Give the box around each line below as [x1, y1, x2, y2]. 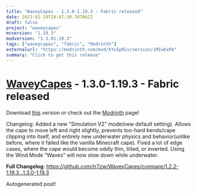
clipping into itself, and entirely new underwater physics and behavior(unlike [6, 133, 191, 140]
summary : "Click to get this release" [6, 52, 101, 58]
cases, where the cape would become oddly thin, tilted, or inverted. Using [6, 145, 185, 152]
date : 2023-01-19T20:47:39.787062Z [6, 14, 93, 20]
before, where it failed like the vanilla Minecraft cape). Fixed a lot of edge [6, 139, 183, 146]
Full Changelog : [6, 163, 45, 170]
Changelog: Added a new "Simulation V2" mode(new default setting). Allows [6, 120, 191, 127]
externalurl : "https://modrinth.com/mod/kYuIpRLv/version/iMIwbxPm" [6, 47, 177, 53]
